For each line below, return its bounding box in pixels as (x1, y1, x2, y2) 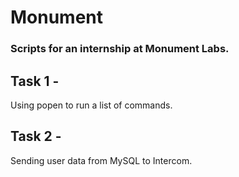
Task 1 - (10, 72, 60, 90)
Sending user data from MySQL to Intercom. (10, 154, 193, 166)
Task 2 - (10, 128, 62, 145)
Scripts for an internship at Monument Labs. (10, 42, 230, 56)
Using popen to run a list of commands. (10, 99, 173, 111)
